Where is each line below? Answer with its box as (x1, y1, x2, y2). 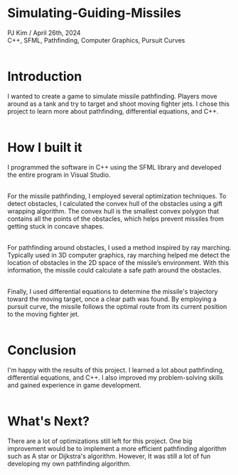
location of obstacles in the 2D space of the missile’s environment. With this (7, 258, 229, 267)
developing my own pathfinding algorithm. (7, 459, 131, 468)
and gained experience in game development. (7, 381, 142, 389)
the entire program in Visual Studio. (7, 170, 112, 179)
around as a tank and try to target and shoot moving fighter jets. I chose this (7, 99, 230, 108)
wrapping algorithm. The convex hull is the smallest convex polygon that (7, 207, 220, 215)
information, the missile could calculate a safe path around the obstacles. (7, 266, 222, 274)
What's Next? (7, 413, 90, 429)
